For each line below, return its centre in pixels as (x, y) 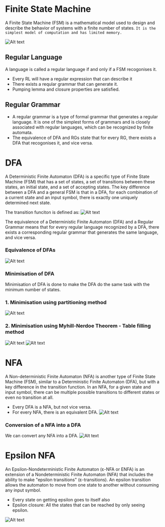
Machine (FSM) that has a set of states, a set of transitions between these (80, 181)
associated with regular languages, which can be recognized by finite (83, 127)
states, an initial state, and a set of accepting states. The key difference (78, 187)
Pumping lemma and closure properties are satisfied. (66, 89)
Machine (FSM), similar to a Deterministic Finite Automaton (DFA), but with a (82, 382)
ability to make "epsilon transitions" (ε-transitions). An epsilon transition (78, 480)
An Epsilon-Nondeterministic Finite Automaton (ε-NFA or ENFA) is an (75, 469)
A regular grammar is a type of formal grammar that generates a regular (85, 116)
